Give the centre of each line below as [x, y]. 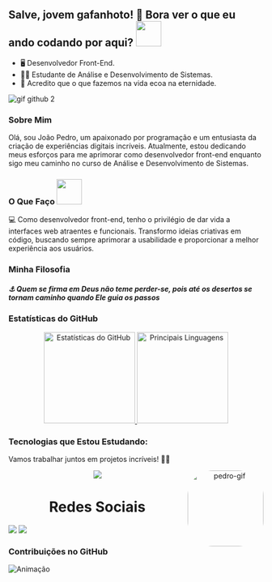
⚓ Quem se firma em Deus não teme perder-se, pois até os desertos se [130, 289]
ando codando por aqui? [71, 43]
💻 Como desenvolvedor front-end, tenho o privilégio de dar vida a [119, 220]
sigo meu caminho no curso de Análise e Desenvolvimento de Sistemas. [129, 164]
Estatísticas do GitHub [53, 319]
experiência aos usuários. [51, 249]
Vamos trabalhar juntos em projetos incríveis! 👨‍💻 [89, 459]
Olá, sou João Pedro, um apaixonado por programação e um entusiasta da [132, 138]
